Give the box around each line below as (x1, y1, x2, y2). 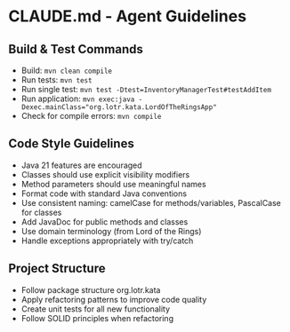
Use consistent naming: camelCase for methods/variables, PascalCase (20, 197, 282, 208)
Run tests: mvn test (20, 75, 93, 85)
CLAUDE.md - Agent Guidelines (8, 6, 246, 27)
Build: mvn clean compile (20, 65, 113, 75)
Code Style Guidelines (8, 136, 134, 152)
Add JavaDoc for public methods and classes (20, 216, 189, 227)
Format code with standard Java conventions (20, 188, 188, 199)
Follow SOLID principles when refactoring (20, 312, 174, 323)
